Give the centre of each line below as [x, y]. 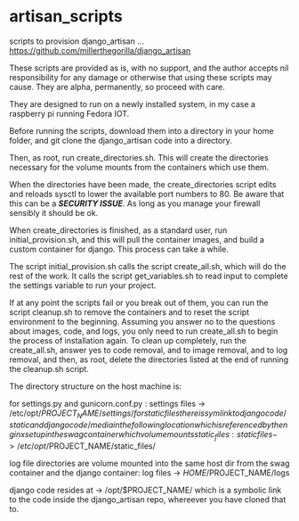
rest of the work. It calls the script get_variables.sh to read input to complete [149, 276]
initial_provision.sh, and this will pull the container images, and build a [137, 239]
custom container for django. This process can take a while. [119, 249]
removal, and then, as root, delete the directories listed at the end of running [149, 360]
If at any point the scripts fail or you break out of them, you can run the [139, 302]
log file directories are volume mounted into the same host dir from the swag [149, 463]
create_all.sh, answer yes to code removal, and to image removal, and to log [149, 350]
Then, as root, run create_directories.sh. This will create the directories [139, 157]
